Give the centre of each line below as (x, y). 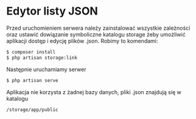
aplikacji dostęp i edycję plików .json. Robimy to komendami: (82, 41)
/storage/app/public (33, 110)
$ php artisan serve (33, 80)
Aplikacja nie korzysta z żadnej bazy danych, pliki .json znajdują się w (94, 92)
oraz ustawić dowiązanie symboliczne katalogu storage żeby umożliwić (96, 34)
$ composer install (31, 52)
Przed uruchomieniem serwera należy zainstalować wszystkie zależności (98, 28)
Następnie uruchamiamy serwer (46, 69)
